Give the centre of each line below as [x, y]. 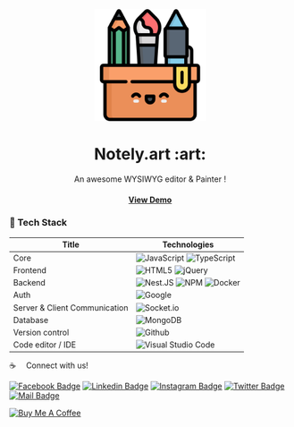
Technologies [188, 244]
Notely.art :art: [150, 154]
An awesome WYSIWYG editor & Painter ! [150, 179]
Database [31, 320]
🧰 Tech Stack [38, 223]
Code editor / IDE [45, 345]
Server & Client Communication [71, 307]
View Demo [150, 200]
